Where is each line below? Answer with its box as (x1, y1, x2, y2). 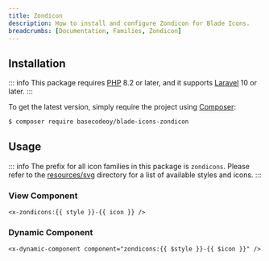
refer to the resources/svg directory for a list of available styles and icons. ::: (8, 170, 262, 180)
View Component (8, 190, 78, 201)
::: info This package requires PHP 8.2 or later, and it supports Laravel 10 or (8, 78, 258, 88)
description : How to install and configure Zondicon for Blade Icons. (8, 19, 250, 27)
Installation (8, 56, 66, 70)
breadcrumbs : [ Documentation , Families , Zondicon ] (8, 27, 182, 35)
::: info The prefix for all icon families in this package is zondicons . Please (8, 161, 250, 171)
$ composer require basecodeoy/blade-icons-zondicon (8, 118, 189, 126)
